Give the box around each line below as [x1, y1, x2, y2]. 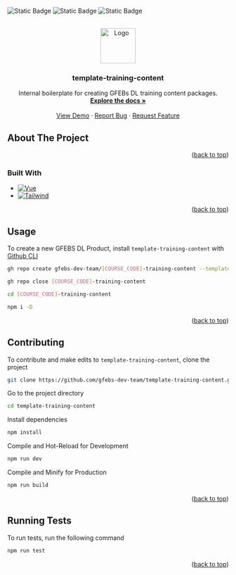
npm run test [7, 547, 46, 554]
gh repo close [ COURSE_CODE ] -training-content [7, 278, 146, 285]
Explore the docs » [90, 96, 146, 105]
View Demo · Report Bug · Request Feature [55, 111, 181, 120]
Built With [7, 168, 42, 178]
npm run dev [7, 455, 42, 462]
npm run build [7, 482, 49, 489]
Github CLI [7, 252, 39, 260]
